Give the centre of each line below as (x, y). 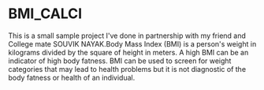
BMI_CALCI (45, 14)
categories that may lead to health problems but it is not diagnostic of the (127, 69)
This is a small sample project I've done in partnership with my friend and (127, 36)
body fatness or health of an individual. (72, 77)
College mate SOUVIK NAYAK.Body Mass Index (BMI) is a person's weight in (132, 43)
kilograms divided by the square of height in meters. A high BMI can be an (128, 52)
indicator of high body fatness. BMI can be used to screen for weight (120, 61)
